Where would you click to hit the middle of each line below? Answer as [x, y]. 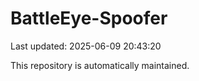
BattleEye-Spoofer [89, 18]
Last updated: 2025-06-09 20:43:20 [86, 46]
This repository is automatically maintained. [100, 65]
